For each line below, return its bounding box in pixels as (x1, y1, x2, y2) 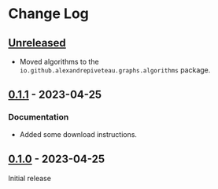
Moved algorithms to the (19, 57, 100, 66)
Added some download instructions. (19, 129, 138, 139)
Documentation (8, 112, 69, 123)
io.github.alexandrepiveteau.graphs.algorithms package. (19, 65, 211, 75)
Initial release (8, 173, 51, 183)
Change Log (8, 5, 89, 23)
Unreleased (8, 36, 67, 50)
